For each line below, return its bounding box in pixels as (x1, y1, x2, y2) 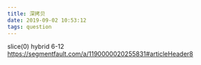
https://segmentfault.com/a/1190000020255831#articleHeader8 (7, 50, 194, 58)
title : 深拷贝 (7, 10, 46, 17)
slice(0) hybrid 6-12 (7, 43, 65, 51)
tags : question (7, 23, 52, 30)
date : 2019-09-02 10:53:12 (7, 17, 87, 24)
